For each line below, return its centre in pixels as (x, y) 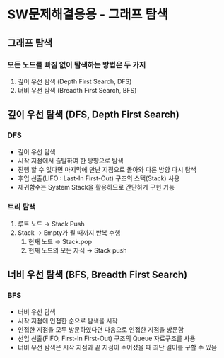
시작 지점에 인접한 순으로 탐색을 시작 (67, 321)
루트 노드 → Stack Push (51, 224)
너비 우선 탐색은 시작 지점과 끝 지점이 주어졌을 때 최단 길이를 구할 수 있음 (117, 347)
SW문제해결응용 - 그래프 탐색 (88, 15)
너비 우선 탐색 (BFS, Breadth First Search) (98, 275)
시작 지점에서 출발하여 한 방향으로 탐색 (70, 161)
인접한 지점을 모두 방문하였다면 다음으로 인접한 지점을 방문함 (101, 329)
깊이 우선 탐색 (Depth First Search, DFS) (75, 81)
